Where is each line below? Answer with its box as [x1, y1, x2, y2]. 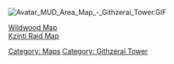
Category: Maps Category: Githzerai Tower [8, 47, 148, 55]
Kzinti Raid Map [8, 32, 59, 40]
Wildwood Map [8, 23, 58, 32]
